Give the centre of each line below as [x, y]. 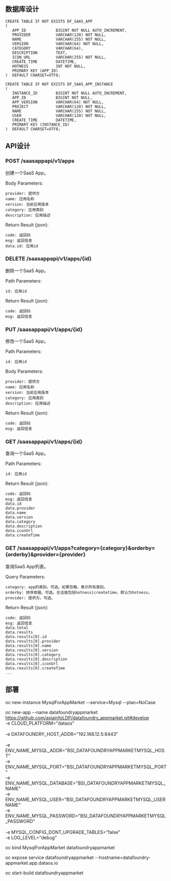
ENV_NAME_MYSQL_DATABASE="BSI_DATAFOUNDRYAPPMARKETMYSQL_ [85, 783]
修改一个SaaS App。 [27, 341]
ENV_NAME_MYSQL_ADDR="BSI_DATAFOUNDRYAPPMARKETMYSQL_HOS [85, 750]
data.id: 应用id [22, 246]
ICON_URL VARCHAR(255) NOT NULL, [59, 57]
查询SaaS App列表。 [27, 566]
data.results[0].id [26, 637]
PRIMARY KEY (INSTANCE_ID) [41, 125]
